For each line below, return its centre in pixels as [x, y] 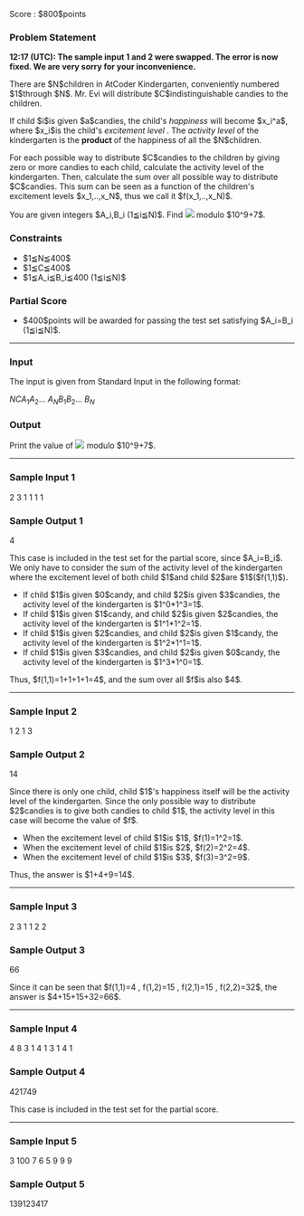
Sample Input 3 [43, 907]
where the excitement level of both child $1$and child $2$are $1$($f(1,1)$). [149, 577]
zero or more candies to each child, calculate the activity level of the [137, 167]
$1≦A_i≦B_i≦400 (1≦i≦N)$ [74, 277]
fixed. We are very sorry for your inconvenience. [103, 67]
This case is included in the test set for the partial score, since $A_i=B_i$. [146, 557]
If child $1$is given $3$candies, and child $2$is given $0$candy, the [151, 652]
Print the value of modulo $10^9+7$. [83, 446]
